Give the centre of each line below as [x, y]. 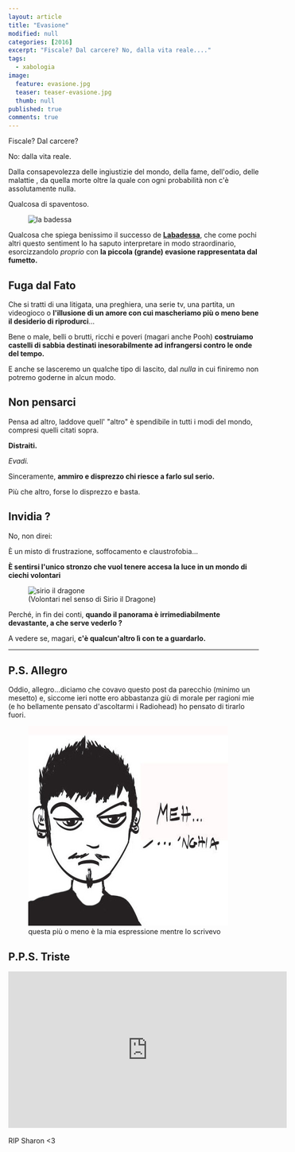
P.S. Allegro [38, 671]
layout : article [35, 17]
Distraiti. [23, 445]
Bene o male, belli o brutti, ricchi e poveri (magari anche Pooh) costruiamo [131, 336]
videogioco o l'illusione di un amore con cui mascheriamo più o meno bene [134, 312]
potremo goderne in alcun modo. [62, 377]
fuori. [17, 715]
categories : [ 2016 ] [41, 42]
